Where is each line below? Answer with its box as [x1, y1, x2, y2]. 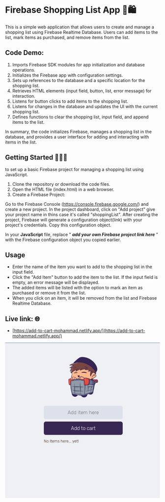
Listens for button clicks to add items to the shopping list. [12, 98, 129, 104]
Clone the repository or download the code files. [12, 181, 110, 187]
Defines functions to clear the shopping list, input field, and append [12, 114, 149, 120]
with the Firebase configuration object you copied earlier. [5, 237, 121, 243]
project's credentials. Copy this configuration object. [5, 222, 111, 228]
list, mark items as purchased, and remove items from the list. [5, 34, 130, 40]
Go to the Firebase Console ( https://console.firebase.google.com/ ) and [5, 201, 149, 207]
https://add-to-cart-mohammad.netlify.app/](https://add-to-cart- [14, 328, 146, 334]
